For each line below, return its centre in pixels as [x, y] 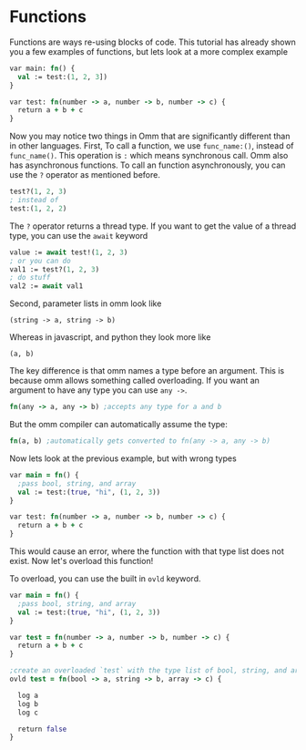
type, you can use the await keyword [79, 235]
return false [42, 729]
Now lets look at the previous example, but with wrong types [123, 458]
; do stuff [30, 278]
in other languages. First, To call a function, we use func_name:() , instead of [152, 146]
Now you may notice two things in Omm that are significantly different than [150, 136]
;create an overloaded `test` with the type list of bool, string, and [148, 671]
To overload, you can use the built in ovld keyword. [106, 579]
